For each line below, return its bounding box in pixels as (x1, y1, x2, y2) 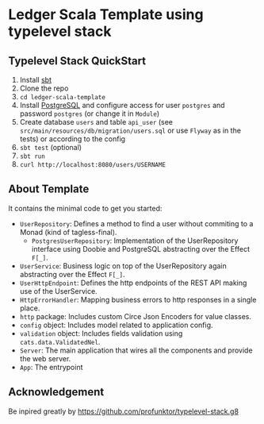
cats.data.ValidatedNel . (19, 337, 101, 346)
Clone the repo (19, 83, 69, 93)
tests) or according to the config (19, 134, 125, 144)
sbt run (19, 152, 45, 160)
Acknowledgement (8, 385, 105, 399)
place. (19, 303, 40, 313)
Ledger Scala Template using (8, 6, 204, 24)
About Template (8, 183, 90, 196)
